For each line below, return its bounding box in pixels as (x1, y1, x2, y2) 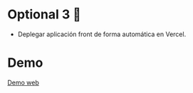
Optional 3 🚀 (7, 6, 82, 23)
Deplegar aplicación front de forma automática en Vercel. (17, 30, 187, 38)
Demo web (7, 78, 39, 87)
